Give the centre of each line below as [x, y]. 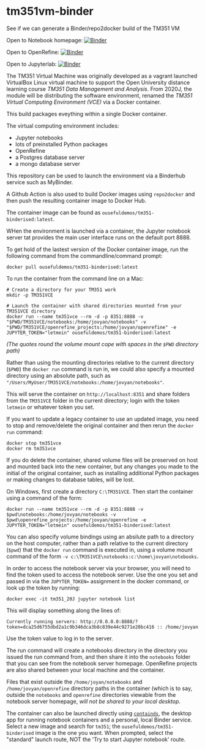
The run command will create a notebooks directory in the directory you [97, 650]
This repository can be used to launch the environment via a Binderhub [96, 176]
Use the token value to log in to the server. [60, 638]
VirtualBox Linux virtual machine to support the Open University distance [98, 82]
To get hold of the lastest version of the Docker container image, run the [97, 249]
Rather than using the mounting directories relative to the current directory [100, 362]
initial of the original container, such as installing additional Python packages [103, 473]
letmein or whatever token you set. [50, 407]
